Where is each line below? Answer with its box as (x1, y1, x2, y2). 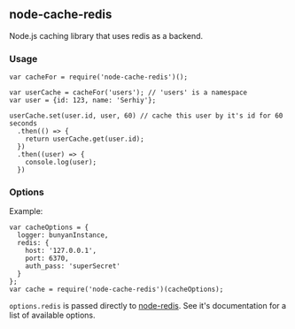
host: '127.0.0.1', (25, 247, 97, 256)
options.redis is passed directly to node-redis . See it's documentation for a (9, 301, 286, 311)
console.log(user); (25, 158, 97, 167)
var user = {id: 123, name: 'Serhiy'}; (9, 96, 157, 105)
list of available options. (9, 310, 96, 321)
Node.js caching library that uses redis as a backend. (9, 30, 204, 41)
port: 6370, (25, 254, 69, 264)
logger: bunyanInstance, (17, 231, 109, 240)
